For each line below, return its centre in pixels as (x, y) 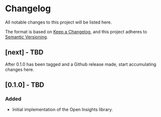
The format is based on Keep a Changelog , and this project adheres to (76, 31)
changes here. (20, 69)
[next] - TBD (24, 52)
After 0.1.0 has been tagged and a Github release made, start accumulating (81, 64)
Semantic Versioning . (27, 37)
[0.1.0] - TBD (25, 85)
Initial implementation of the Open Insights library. (62, 110)
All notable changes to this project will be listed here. (58, 22)
